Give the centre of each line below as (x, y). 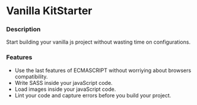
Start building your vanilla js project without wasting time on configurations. (99, 42)
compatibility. (31, 76)
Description (23, 29)
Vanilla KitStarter (49, 11)
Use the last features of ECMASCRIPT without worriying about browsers (103, 70)
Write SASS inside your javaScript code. (63, 83)
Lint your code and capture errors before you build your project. (93, 95)
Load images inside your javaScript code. (65, 89)
